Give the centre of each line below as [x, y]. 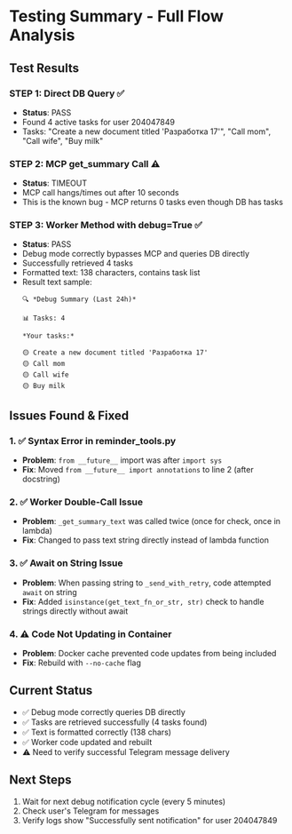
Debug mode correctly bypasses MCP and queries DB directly [136, 254]
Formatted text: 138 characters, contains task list [111, 273]
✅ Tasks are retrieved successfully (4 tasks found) [114, 722]
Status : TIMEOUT [54, 183]
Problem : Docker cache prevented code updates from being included [149, 654]
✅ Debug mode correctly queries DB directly [104, 711]
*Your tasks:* [48, 336]
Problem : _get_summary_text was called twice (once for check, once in [151, 521]
